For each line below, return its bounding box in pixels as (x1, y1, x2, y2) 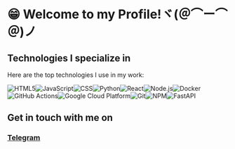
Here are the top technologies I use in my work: (7, 71, 145, 79)
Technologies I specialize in (7, 52, 131, 64)
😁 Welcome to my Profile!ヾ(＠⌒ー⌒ (7, 6, 228, 22)
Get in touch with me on (7, 112, 114, 124)
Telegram (7, 133, 41, 143)
